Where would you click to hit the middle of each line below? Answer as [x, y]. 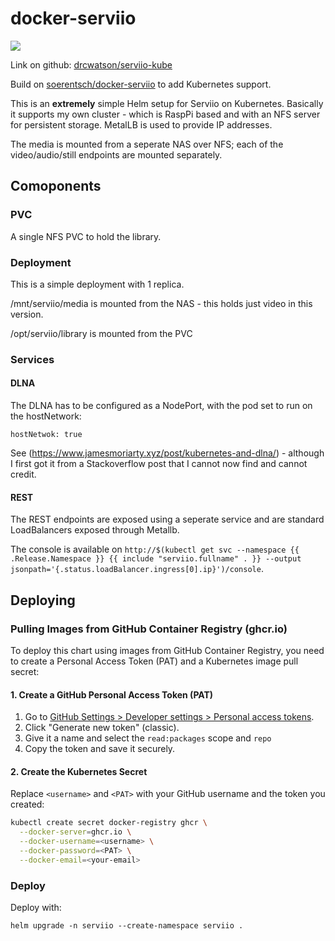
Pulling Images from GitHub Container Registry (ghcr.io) [149, 629]
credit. [23, 474]
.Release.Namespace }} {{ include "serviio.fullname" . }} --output [156, 559]
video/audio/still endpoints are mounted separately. [116, 154]
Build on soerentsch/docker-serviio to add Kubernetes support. [141, 84]
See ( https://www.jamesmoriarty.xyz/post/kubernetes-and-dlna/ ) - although [167, 453]
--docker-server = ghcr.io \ [75, 832]
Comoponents [56, 186]
